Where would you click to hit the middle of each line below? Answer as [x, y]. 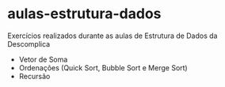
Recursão [34, 76]
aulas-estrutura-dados [84, 14]
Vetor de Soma [43, 59]
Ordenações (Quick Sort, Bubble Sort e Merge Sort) [103, 67]
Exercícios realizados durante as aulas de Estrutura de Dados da [113, 36]
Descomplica [29, 43]
